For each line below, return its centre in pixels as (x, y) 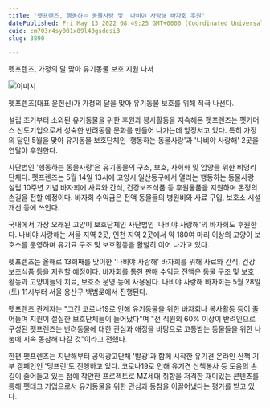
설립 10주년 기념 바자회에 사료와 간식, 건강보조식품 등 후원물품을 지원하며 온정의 (133, 188)
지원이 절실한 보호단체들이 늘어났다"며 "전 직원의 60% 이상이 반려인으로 (142, 319)
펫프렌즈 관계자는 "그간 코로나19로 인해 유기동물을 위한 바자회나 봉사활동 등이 (129, 309)
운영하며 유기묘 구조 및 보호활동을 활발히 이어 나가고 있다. (120, 245)
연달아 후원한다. (33, 150)
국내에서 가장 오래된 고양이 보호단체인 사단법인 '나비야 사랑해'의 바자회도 (122, 225)
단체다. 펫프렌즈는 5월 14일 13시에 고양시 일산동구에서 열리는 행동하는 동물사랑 (131, 177)
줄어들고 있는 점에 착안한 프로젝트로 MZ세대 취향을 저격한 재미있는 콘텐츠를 (141, 376)
